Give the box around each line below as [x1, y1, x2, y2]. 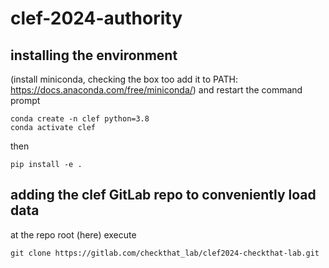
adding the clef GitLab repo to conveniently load [10, 187, 317, 204]
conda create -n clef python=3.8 [10, 114, 150, 124]
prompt [10, 95, 41, 106]
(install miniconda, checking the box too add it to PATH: [10, 73, 238, 85]
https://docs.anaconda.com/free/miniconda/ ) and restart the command [10, 84, 303, 96]
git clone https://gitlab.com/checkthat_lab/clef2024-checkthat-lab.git [10, 248, 320, 258]
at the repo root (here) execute [10, 228, 137, 241]
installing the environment [10, 47, 178, 64]
